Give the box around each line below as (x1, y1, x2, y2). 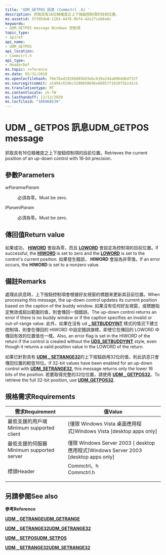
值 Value (103, 409, 123, 416)
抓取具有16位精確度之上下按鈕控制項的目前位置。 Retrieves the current (5, 150, 148, 156)
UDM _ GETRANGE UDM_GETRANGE (5, 516, 80, 522)
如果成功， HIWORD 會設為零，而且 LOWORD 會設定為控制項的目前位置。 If (5, 244, 159, 250)
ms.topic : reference (5, 67, 48, 72)
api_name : (5, 40, 26, 45)
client (7, 431, 21, 438)
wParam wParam (5, 184, 40, 190)
